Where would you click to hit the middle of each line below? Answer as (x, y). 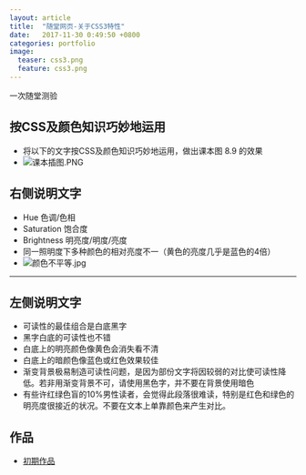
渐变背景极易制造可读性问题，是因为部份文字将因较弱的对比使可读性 (150, 372)
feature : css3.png (53, 69)
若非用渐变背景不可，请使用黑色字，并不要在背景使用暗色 (147, 383)
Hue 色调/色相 (49, 217)
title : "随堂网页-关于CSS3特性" (67, 26)
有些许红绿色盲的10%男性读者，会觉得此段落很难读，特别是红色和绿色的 (158, 394)
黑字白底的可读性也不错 (66, 338)
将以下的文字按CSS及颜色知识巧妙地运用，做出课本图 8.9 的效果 (143, 150)
